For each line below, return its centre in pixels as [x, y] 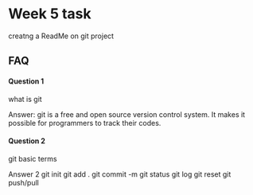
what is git [25, 99]
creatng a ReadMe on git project [61, 36]
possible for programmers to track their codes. [85, 123]
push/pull [24, 182]
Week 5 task [50, 14]
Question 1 [26, 81]
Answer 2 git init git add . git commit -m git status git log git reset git [120, 174]
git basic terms [33, 158]
